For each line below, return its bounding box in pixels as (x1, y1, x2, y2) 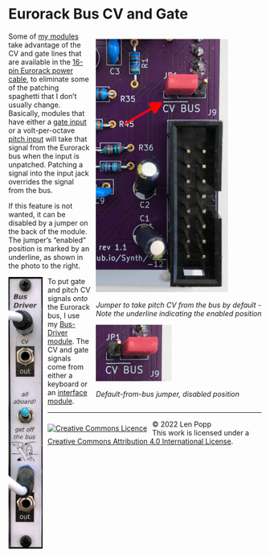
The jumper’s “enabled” (8, 235, 87, 245)
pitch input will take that (8, 134, 88, 143)
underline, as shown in (8, 252, 84, 262)
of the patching (8, 82, 59, 93)
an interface (47, 387, 88, 397)
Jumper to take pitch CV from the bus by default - (96, 299, 262, 310)
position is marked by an (8, 243, 90, 254)
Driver (47, 328, 68, 337)
